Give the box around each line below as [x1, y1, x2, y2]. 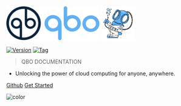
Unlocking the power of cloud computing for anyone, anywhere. [15, 70, 176, 77]
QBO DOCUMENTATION [21, 58, 82, 65]
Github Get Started [6, 82, 53, 88]
